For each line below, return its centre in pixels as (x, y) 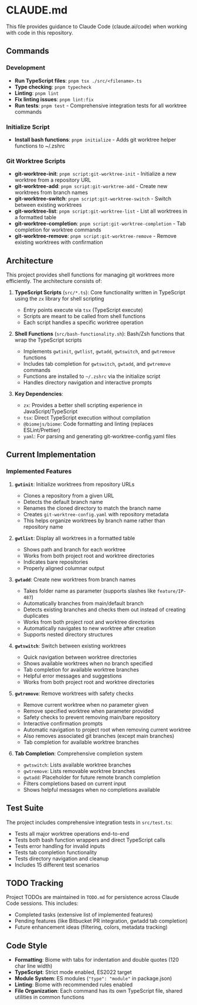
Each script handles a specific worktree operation (83, 322)
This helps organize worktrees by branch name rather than (94, 520)
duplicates (36, 615)
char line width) (33, 966)
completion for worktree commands (58, 230)
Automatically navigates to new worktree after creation (89, 628)
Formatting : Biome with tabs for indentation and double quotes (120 (97, 960)
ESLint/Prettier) (42, 430)
